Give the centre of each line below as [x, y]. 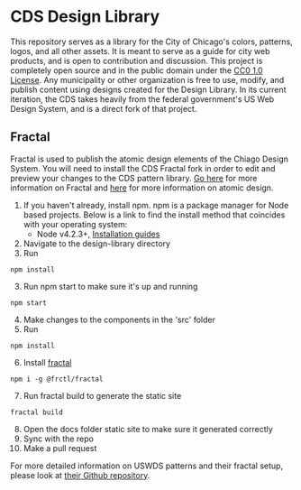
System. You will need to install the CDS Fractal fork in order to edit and [143, 168]
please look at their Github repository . [80, 475]
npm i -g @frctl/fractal [57, 379]
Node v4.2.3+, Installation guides [98, 234]
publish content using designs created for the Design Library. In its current [148, 89]
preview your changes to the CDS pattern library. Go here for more [134, 178]
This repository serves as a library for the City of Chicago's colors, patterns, [152, 42]
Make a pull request [60, 448]
